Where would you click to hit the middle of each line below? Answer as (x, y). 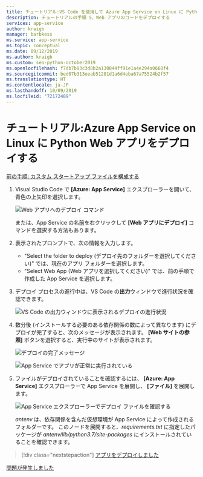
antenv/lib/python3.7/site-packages (88, 434)
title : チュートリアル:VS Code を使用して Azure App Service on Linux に (95, 12)
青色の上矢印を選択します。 (49, 197)
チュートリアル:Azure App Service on (101, 128)
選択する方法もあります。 (68, 230)
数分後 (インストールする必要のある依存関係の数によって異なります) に (103, 324)
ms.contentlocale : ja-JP (37, 85)
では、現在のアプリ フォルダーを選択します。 (92, 263)
